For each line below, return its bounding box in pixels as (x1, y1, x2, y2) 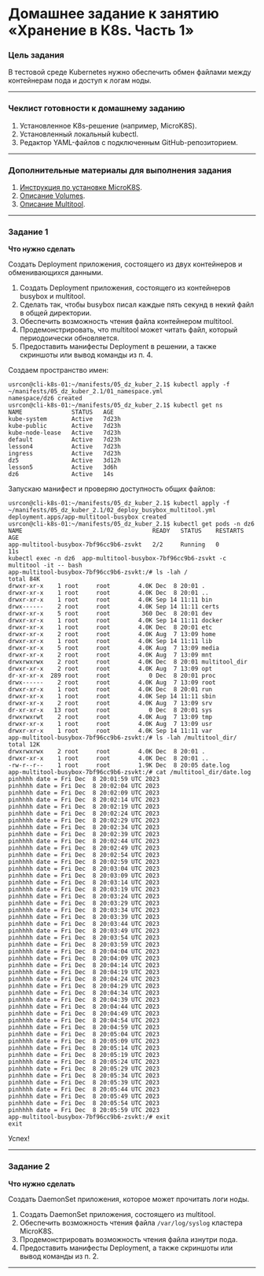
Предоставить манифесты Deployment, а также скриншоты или (19, 1243, 233, 1252)
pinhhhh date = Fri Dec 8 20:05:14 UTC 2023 (8, 1044, 159, 1052)
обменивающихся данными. (8, 268, 104, 277)
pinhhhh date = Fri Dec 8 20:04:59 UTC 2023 (8, 1024, 159, 1032)
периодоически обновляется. (19, 333, 119, 343)
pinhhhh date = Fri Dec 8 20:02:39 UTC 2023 (8, 831, 159, 839)
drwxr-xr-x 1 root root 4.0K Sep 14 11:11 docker (8, 616, 223, 625)
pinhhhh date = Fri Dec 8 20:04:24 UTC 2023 (8, 975, 159, 984)
